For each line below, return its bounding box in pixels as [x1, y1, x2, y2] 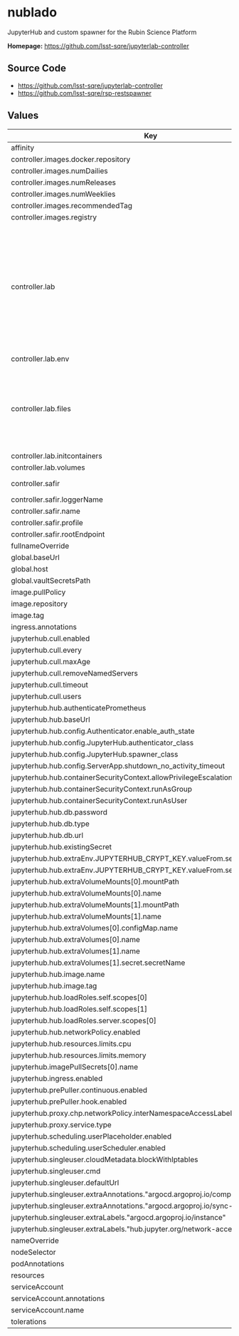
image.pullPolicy [11, 587, 66, 597]
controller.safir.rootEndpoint [11, 529, 105, 539]
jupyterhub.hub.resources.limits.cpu [11, 1038, 132, 1048]
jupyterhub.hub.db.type [11, 819, 90, 829]
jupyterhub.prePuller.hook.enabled [11, 1097, 127, 1107]
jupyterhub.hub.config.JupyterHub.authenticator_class [11, 737, 194, 747]
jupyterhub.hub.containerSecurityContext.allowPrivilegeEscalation [11, 772, 233, 782]
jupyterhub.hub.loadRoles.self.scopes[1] [11, 1004, 148, 1014]
